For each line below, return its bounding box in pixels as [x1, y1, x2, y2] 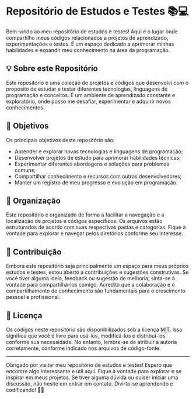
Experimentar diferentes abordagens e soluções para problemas [14, 160, 170, 167]
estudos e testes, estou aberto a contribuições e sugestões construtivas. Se [6, 269, 189, 276]
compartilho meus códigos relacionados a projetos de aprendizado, [6, 34, 169, 41]
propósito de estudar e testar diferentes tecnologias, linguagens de [6, 85, 168, 92]
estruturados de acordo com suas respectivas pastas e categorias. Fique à [6, 223, 186, 231]
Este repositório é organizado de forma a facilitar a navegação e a [6, 211, 164, 218]
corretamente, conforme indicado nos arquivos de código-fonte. [6, 345, 162, 352]
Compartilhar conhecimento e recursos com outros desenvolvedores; [14, 173, 182, 180]
